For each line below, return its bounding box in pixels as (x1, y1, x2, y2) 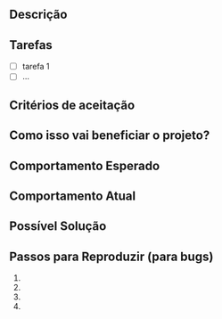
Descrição (9, 7, 68, 22)
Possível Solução (9, 218, 107, 234)
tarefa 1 (21, 61, 50, 72)
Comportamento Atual (9, 188, 136, 203)
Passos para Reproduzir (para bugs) (9, 249, 214, 264)
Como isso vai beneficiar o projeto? (9, 128, 210, 143)
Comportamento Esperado (9, 158, 160, 173)
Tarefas (9, 37, 53, 53)
